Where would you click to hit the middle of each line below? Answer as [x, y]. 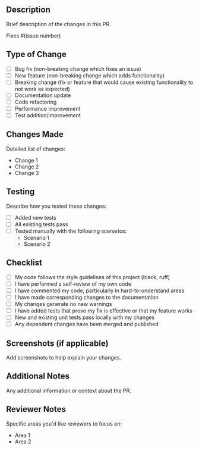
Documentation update [43, 95]
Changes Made [35, 134]
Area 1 [23, 435]
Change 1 [26, 160]
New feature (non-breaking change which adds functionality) [90, 75]
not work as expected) [42, 89]
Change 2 [27, 167]
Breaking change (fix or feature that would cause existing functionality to [104, 82]
